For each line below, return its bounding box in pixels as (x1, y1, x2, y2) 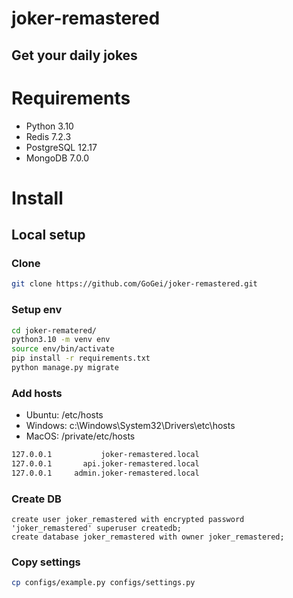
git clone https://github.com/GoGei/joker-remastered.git (11, 279, 258, 289)
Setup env (11, 303, 63, 317)
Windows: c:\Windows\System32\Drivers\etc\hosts (25, 420, 236, 432)
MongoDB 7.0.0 (25, 152, 90, 164)
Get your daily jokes (11, 47, 138, 64)
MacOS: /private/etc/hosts (25, 430, 136, 442)
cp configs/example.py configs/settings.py (11, 578, 196, 588)
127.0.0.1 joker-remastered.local (11, 450, 200, 460)
